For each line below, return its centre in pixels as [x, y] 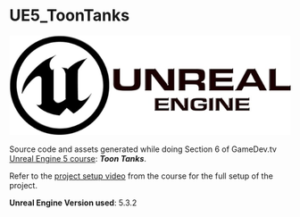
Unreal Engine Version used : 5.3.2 [73, 203]
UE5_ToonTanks [70, 16]
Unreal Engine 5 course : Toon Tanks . [78, 159]
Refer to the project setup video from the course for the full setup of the [142, 176]
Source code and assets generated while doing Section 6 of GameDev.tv [143, 149]
